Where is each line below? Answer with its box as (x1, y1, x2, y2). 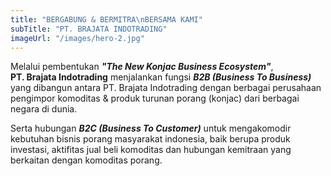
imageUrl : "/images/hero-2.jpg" (10, 33, 145, 43)
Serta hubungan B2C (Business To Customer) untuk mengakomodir (10, 122, 292, 135)
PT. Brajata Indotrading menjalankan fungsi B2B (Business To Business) (10, 71, 312, 83)
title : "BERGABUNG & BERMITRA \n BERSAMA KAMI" (10, 14, 203, 25)
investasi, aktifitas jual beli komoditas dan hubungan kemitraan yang (10, 144, 292, 156)
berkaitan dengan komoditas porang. (10, 154, 163, 166)
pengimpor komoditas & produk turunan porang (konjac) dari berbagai (10, 92, 300, 105)
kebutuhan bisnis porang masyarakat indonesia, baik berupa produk (10, 133, 291, 145)
